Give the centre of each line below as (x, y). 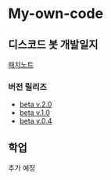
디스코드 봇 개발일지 (53, 44)
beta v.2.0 (36, 104)
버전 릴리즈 (28, 87)
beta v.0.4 (36, 121)
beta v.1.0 (35, 113)
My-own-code (56, 14)
